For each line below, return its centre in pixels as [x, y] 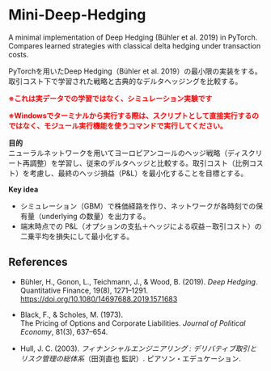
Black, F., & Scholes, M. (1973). [72, 314]
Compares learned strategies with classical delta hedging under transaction [135, 45]
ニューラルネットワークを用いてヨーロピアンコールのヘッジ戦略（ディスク [132, 153]
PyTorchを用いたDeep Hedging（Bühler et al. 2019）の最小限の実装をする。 [135, 71]
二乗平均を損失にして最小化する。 [77, 236]
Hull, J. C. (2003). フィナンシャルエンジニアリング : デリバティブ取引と [138, 348]
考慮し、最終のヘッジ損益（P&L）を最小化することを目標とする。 [139, 173]
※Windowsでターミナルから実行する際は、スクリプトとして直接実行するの [133, 116]
